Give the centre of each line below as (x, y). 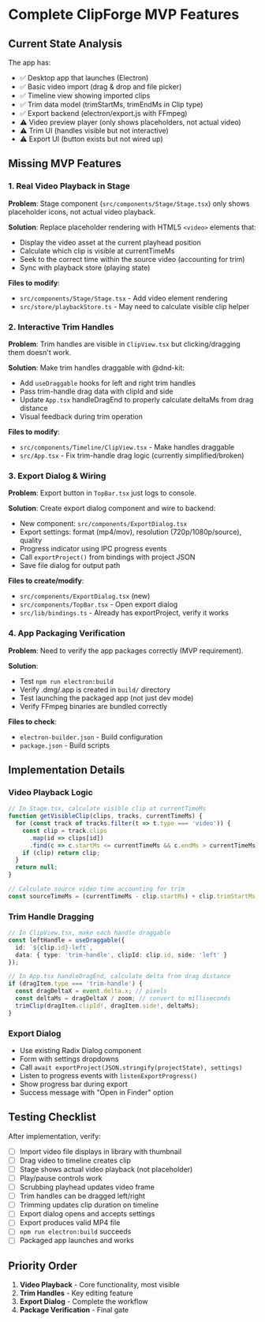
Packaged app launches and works (77, 1241)
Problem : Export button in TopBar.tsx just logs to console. (103, 493)
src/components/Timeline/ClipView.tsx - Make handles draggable (127, 446)
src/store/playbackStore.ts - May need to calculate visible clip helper (134, 306)
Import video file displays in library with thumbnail (101, 1151)
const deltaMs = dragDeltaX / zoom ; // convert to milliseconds (123, 999)
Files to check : (32, 721)
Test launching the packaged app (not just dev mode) (106, 698)
